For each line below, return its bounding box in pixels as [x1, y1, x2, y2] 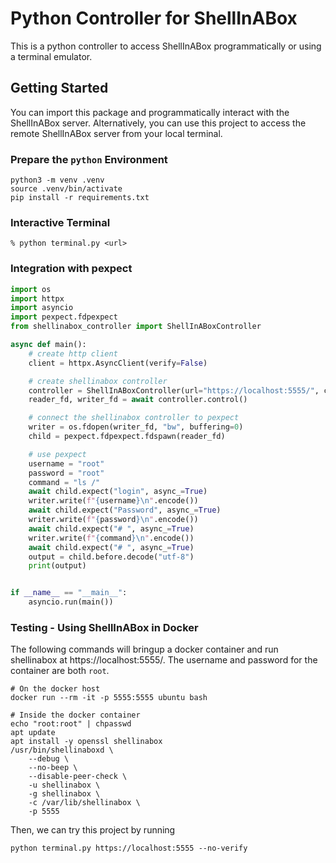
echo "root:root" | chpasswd [10, 719, 132, 729]
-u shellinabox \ [28, 780, 101, 791]
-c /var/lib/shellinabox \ [28, 798, 141, 808]
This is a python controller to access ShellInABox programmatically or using [10, 40, 322, 52]
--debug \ [28, 754, 70, 764]
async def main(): [10, 340, 87, 350]
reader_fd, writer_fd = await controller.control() [28, 395, 248, 405]
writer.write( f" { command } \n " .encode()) [28, 533, 195, 543]
